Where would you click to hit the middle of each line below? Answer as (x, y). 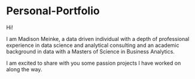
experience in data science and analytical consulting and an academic (93, 45)
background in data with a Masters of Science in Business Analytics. (91, 51)
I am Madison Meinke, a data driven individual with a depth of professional (98, 39)
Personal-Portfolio (53, 11)
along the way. (24, 69)
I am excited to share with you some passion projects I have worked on (94, 63)
